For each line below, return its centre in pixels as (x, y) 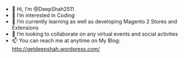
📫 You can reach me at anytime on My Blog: (66, 40)
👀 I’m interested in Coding (43, 15)
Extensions (25, 28)
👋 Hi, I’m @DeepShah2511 (43, 9)
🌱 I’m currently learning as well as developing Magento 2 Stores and (94, 21)
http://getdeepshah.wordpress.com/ (56, 49)
